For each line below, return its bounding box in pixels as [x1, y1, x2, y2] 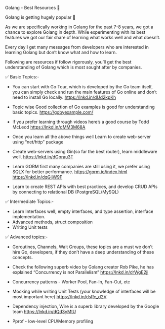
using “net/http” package [12, 139, 64, 145]
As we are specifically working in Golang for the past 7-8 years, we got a [5, 24, 154, 30]
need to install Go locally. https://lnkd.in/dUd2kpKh [12, 94, 116, 100]
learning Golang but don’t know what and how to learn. [5, 50, 117, 55]
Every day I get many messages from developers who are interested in [5, 44, 149, 50]
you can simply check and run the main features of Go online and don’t [12, 89, 157, 95]
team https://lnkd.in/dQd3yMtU [12, 309, 76, 315]
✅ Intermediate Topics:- [5, 198, 54, 204]
